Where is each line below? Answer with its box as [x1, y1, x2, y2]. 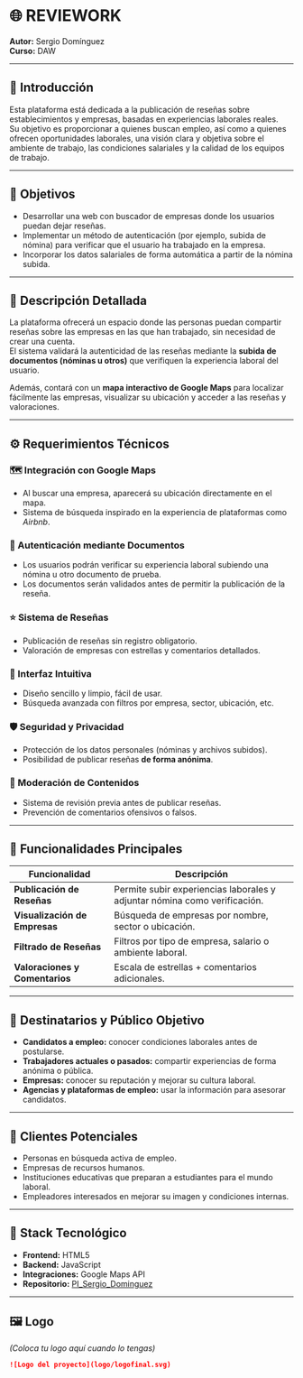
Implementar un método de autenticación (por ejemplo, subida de [22, 229, 266, 240]
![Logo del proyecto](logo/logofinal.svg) [9, 1360, 171, 1369]
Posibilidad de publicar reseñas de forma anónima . [22, 754, 214, 765]
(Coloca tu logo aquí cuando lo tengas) [9, 1342, 156, 1354]
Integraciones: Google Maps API [22, 1269, 146, 1280]
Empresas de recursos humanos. [22, 1161, 146, 1173]
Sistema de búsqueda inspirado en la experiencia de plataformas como [22, 507, 287, 518]
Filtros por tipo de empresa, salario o [114, 935, 270, 948]
